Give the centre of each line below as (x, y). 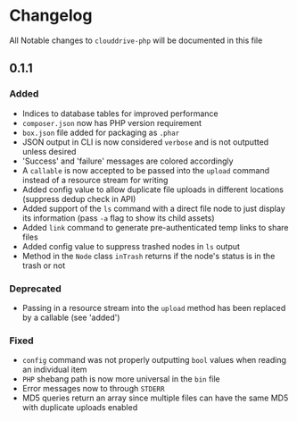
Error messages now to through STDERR (93, 389)
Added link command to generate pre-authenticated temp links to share (155, 227)
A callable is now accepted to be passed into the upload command (146, 170)
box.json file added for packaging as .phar (101, 132)
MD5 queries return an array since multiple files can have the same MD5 (155, 398)
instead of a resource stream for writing (95, 180)
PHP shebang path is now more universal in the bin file (121, 379)
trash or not (43, 265)
